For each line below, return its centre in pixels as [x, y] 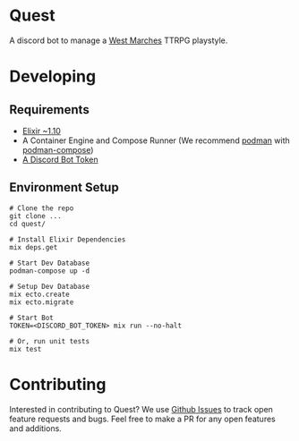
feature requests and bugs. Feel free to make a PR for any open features [142, 419]
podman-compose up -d [50, 271]
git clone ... [36, 216]
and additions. [36, 428]
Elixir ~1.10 [41, 131]
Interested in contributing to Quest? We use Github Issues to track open [141, 409]
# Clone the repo [42, 208]
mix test [26, 349]
